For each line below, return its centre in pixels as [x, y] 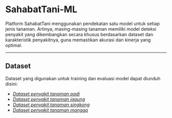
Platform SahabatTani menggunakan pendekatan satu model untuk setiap [83, 23]
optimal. [14, 45]
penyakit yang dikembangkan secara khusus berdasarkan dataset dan [79, 34]
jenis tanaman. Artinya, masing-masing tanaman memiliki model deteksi [81, 29]
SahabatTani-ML [41, 9]
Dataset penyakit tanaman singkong [51, 104]
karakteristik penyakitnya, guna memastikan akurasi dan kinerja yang [78, 40]
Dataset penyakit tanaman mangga [50, 110]
